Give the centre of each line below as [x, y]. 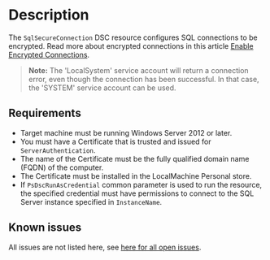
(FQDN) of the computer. [62, 167]
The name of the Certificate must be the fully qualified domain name [135, 158]
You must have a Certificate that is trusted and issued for [115, 141]
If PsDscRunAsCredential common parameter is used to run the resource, [141, 184]
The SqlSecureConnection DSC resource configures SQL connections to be [133, 37]
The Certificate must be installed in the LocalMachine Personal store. [136, 175]
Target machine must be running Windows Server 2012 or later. [126, 132]
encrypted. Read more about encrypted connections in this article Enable [131, 45]
